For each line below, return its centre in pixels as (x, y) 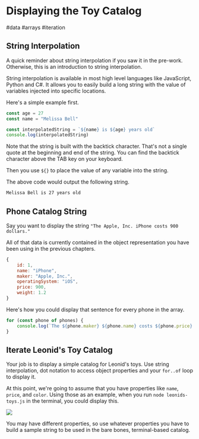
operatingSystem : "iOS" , (48, 282)
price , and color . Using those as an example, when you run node (85, 395)
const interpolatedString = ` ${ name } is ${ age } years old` (81, 130)
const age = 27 (25, 113)
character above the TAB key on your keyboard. (64, 159)
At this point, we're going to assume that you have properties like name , (93, 389)
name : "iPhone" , (37, 271)
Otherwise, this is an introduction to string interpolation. (74, 67)
